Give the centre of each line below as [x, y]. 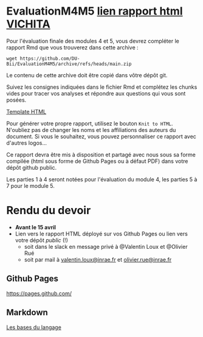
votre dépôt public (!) [42, 240]
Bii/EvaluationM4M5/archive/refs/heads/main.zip [69, 64]
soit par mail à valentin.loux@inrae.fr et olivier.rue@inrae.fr [98, 259]
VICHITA [28, 24]
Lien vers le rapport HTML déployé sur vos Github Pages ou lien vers [101, 234]
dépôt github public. [32, 167]
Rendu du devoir [49, 210]
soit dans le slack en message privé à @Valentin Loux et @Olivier [106, 246]
